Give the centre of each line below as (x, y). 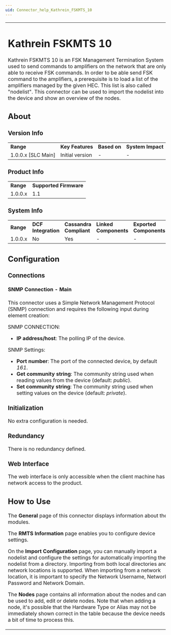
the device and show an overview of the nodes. (64, 98)
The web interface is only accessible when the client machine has (87, 477)
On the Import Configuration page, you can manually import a (82, 551)
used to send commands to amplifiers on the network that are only (87, 66)
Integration (46, 231)
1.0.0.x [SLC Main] (33, 155)
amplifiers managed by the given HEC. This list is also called (80, 85)
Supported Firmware (58, 186)
